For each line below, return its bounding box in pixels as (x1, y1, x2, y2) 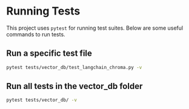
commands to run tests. (6, 30, 65, 38)
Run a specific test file (6, 48, 93, 59)
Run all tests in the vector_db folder (6, 81, 143, 91)
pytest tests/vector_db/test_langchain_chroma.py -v (6, 64, 142, 70)
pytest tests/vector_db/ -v (6, 97, 78, 104)
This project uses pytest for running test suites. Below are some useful (6, 24, 184, 31)
